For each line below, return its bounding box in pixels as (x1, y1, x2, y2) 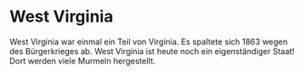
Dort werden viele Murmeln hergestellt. (9, 55, 156, 66)
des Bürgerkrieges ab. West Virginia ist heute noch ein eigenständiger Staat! (9, 45, 295, 56)
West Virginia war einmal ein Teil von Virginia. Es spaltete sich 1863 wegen (9, 36, 288, 47)
